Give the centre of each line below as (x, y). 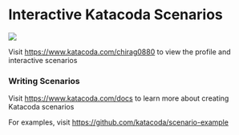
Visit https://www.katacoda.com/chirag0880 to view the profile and (119, 52)
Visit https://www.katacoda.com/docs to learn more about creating (119, 98)
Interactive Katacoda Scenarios (115, 15)
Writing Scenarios (44, 81)
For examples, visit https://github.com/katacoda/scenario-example (118, 122)
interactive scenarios (43, 60)
